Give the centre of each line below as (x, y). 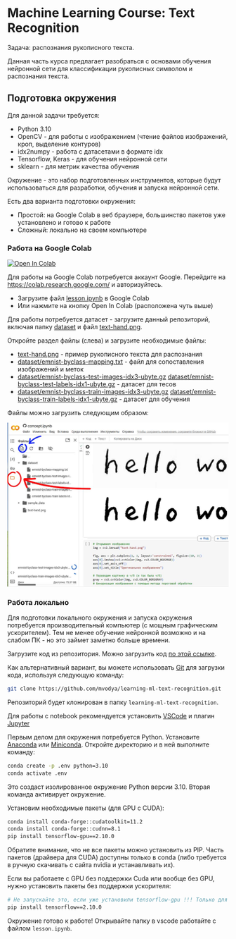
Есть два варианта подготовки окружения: (71, 201)
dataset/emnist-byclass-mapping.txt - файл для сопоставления (111, 362)
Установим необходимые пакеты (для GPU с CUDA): (86, 808)
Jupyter (19, 723)
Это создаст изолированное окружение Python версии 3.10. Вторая (109, 787)
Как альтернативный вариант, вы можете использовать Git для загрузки (116, 667)
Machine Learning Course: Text (101, 13)
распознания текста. (38, 76)
